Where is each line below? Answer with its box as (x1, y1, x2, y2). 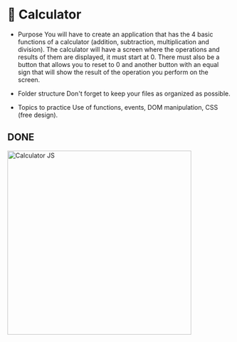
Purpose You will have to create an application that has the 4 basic (17, 30, 214, 38)
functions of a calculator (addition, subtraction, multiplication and (17, 37, 210, 46)
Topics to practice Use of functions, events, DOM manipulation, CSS (17, 103, 218, 111)
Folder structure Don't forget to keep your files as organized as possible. (17, 89, 231, 98)
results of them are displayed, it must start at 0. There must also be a (17, 53, 220, 61)
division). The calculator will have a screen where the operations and (17, 45, 220, 53)
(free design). (17, 110, 58, 119)
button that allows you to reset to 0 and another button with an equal (17, 60, 219, 68)
